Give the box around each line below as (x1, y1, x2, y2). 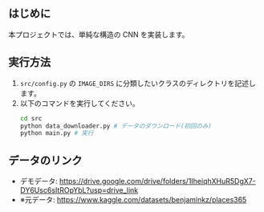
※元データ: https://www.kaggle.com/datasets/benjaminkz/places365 (19, 195, 247, 205)
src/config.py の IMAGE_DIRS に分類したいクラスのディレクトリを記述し (19, 78, 257, 88)
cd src (19, 114, 43, 122)
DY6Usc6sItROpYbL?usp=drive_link (19, 185, 139, 195)
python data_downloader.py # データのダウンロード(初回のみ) (19, 122, 213, 130)
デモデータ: (19, 177, 58, 186)
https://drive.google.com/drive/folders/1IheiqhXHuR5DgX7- (59, 177, 257, 186)
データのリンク (8, 153, 83, 167)
